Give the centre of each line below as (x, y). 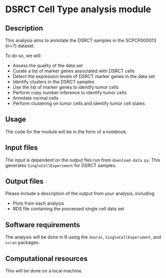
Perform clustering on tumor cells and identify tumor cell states (79, 103)
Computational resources (46, 258)
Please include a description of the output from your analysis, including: (80, 193)
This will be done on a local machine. (44, 271)
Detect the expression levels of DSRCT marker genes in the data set (84, 76)
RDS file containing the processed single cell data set (68, 209)
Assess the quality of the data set (47, 65)
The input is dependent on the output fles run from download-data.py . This (83, 160)
